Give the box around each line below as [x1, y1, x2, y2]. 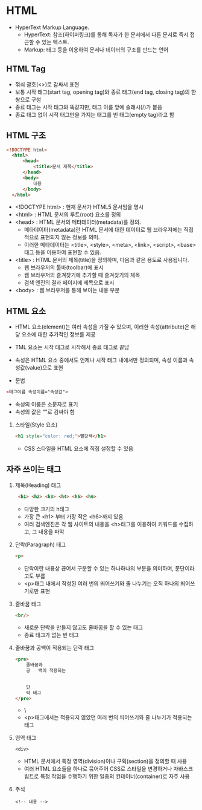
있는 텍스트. [42, 38, 69, 45]
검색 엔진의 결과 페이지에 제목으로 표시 [24, 279, 115, 286]
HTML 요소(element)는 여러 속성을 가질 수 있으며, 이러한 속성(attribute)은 [14, 323, 190, 330]
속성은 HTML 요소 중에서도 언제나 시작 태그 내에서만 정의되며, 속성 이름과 [14, 356, 188, 364]
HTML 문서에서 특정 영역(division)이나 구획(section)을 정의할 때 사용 [24, 757, 188, 765]
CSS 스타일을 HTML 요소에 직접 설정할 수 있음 [24, 445, 134, 452]
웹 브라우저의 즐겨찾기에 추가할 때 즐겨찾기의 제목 [24, 272, 140, 279]
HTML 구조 [6, 131, 46, 141]
